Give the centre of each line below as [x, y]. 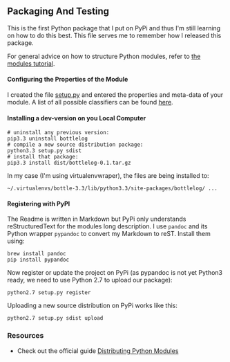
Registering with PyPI [39, 203]
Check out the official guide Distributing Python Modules [98, 351]
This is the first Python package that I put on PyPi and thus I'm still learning [114, 28]
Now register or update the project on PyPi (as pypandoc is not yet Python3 [115, 273]
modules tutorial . [31, 63]
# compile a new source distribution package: [75, 145]
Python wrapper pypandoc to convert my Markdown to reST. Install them [109, 234]
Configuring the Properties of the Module [68, 80]
